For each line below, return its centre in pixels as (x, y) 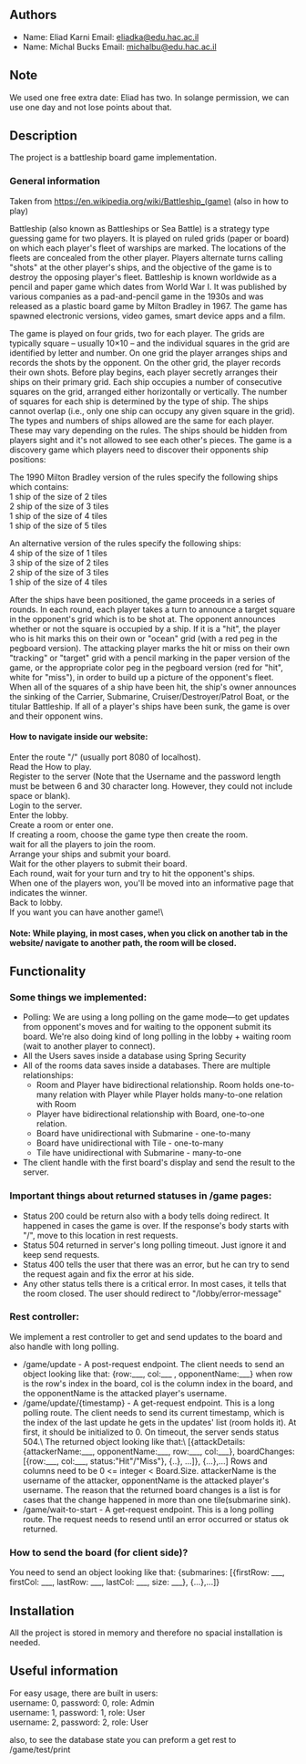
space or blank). (40, 795)
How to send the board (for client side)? (99, 1552)
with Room (56, 1105)
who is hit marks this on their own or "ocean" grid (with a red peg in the (143, 638)
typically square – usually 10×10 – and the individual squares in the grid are (149, 343)
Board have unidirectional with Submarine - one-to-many (143, 1134)
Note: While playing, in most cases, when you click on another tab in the (149, 933)
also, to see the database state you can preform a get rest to (123, 1739)
